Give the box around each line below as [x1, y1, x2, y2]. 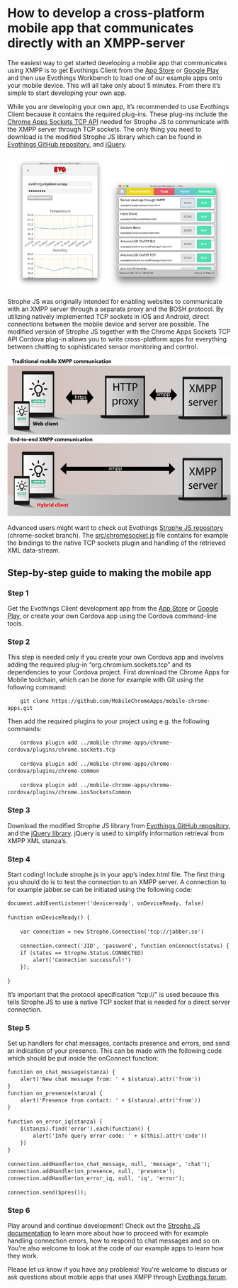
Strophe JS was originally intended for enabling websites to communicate [7, 297, 222, 305]
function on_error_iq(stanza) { [7, 1118, 103, 1126]
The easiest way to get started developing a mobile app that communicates [7, 58, 227, 67]
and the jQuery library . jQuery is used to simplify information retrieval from [7, 829, 225, 837]
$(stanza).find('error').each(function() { [20, 1125, 151, 1133]
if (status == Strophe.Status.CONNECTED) [20, 949, 144, 956]
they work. [7, 1252, 39, 1260]
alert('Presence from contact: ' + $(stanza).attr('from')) [20, 1097, 201, 1105]
